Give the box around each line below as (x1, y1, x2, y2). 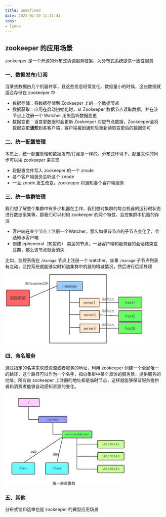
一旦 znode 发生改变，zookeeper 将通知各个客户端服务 (12, 179, 124, 185)
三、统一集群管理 (5, 193, 46, 200)
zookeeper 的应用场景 (5, 43, 73, 52)
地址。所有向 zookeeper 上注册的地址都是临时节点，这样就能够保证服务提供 (5, 377, 159, 383)
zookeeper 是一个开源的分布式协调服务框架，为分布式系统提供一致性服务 (5, 58, 154, 64)
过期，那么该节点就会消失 (12, 247, 65, 253)
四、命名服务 (5, 352, 36, 359)
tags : (5, 18, 16, 23)
